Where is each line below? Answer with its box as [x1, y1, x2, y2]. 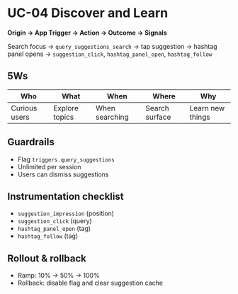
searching [95, 112, 129, 122]
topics [52, 112, 74, 122]
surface [144, 112, 171, 122]
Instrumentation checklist [7, 190, 124, 203]
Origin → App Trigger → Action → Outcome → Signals [7, 28, 168, 37]
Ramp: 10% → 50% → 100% [17, 271, 101, 280]
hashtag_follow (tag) [17, 232, 79, 240]
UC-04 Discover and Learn [7, 5, 169, 21]
